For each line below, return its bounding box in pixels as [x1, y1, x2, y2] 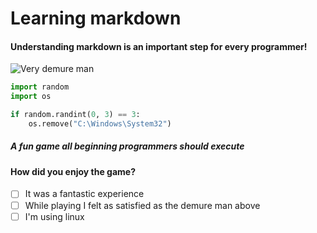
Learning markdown [10, 7, 182, 30]
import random [10, 82, 70, 92]
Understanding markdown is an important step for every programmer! [10, 40, 308, 52]
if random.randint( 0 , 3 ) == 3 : [10, 110, 141, 120]
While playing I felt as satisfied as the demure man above [24, 199, 261, 211]
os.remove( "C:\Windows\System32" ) [28, 119, 172, 129]
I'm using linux [24, 210, 85, 222]
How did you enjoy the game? [10, 165, 137, 177]
